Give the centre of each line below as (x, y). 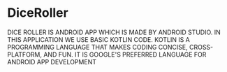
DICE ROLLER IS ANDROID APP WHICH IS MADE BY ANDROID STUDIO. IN (114, 32)
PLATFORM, (25, 55)
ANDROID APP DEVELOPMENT (52, 62)
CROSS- (201, 47)
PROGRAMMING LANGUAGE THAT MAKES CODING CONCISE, (97, 47)
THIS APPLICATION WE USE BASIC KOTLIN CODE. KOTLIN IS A (98, 39)
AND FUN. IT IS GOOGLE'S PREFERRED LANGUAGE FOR (125, 55)
